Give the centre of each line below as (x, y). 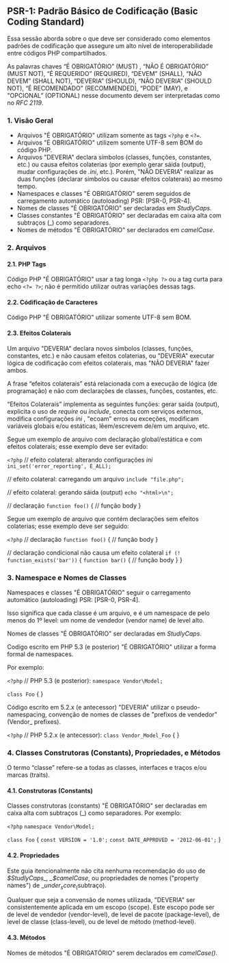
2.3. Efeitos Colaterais (39, 333)
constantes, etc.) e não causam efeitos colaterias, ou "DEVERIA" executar (111, 355)
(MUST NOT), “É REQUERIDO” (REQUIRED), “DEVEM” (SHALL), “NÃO (105, 73)
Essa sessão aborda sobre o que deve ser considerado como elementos (109, 38)
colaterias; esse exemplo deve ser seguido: (68, 526)
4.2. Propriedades (33, 855)
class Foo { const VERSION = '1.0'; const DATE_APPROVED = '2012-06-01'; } (114, 840)
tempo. (27, 186)
